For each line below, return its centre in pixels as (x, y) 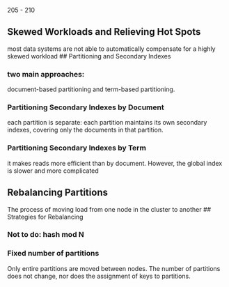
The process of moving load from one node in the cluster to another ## (109, 209)
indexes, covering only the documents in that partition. (85, 130)
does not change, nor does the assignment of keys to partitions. (99, 276)
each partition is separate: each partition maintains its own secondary (107, 123)
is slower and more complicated (53, 171)
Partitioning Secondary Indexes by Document (86, 107)
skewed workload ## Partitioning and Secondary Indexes (89, 56)
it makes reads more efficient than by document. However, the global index (115, 163)
